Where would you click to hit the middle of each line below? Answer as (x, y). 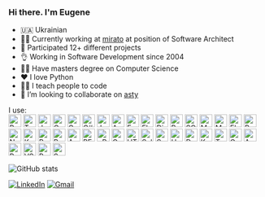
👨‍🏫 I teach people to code (63, 86)
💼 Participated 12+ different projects (80, 48)
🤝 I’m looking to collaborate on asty (79, 94)
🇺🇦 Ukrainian (43, 30)
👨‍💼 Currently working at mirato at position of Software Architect (127, 39)
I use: (17, 110)
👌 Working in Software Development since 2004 (102, 57)
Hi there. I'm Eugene (50, 12)
